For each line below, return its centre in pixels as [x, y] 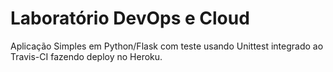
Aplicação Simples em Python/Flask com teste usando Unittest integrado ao [167, 46]
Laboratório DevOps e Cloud [130, 18]
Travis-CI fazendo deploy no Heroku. [86, 56]
